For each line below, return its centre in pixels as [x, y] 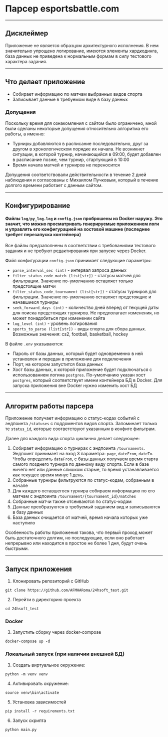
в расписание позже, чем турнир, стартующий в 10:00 [71, 159]
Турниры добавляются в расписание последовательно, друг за [80, 143]
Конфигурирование [38, 206]
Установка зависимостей [39, 702]
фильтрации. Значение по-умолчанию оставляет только [73, 281]
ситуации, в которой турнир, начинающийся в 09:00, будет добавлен [86, 154]
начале [20, 486]
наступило [24, 523]
